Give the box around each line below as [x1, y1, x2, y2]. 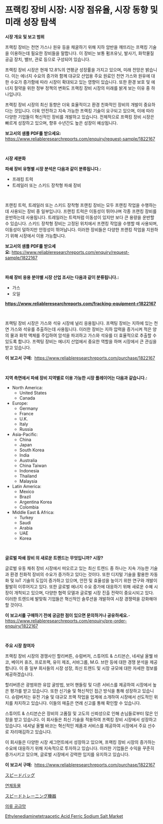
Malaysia [19, 478, 37, 484]
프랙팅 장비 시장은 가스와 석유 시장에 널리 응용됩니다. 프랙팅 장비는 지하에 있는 [5, 320, 153, 326]
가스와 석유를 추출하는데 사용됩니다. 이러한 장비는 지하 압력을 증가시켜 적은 [10, 326, 152, 332]
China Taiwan [19, 463, 47, 468]
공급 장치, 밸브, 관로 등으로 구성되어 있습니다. [5, 56, 91, 62]
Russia [19, 426, 33, 432]
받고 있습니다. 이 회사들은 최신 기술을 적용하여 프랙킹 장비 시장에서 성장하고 [14, 716, 157, 722]
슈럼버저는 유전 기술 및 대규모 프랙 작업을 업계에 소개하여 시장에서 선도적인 [11, 694, 153, 700]
